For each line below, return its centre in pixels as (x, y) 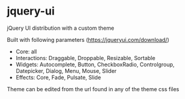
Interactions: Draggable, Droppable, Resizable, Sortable (86, 58)
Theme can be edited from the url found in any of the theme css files (93, 89)
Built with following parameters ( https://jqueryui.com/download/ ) (88, 39)
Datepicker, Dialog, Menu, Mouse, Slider (66, 70)
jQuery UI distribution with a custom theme (61, 28)
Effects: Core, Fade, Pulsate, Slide (58, 77)
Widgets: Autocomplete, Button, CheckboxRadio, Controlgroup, (95, 64)
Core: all (26, 51)
